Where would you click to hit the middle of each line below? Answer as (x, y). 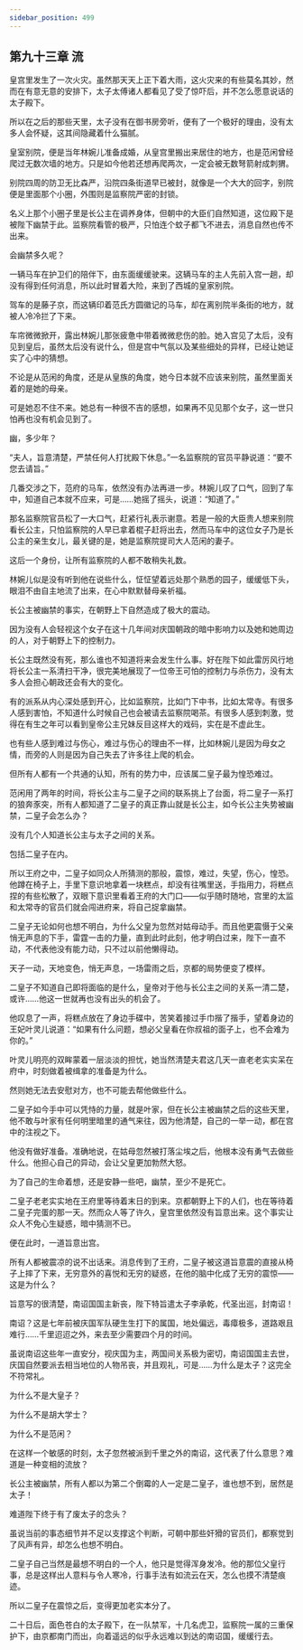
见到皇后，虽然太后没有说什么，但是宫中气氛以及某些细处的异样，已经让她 (147, 347)
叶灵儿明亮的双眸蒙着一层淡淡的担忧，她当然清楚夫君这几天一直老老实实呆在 (151, 1060)
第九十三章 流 (46, 57)
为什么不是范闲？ (41, 1434)
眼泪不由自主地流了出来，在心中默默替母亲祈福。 (100, 591)
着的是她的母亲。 (41, 389)
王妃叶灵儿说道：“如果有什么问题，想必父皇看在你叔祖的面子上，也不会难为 (150, 1029)
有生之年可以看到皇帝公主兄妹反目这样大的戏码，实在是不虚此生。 (147, 724)
